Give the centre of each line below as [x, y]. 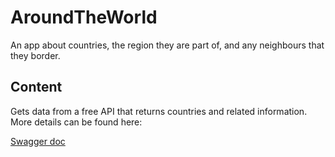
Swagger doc [38, 141]
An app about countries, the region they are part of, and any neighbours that [167, 45]
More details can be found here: [76, 122]
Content [36, 87]
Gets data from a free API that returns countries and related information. [159, 111]
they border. [35, 55]
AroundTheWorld [84, 17]
